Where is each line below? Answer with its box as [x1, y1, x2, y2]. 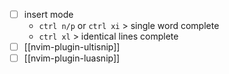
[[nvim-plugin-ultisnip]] [23, 41, 121, 53]
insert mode [23, 9, 74, 20]
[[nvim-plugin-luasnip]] [23, 52, 121, 64]
